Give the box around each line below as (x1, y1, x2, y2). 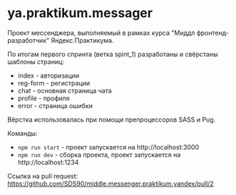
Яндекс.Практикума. (51, 36, 114, 44)
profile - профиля (17, 94, 70, 102)
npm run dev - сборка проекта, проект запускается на (17, 150, 181, 159)
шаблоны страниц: (7, 57, 64, 65)
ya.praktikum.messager (7, 5, 153, 21)
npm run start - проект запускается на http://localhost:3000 (17, 142, 200, 151)
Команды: (7, 129, 38, 137)
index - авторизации (17, 71, 80, 80)
